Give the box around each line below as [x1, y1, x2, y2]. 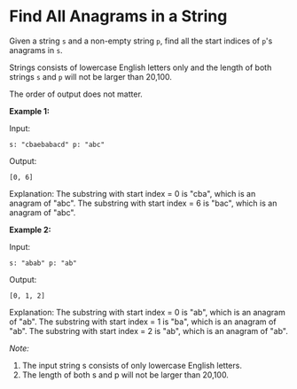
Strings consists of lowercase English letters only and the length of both [9, 62, 272, 73]
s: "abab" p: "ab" [9, 259, 77, 268]
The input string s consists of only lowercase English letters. [21, 360, 242, 370]
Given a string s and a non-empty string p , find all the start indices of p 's [9, 35, 273, 46]
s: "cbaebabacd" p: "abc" [9, 140, 105, 149]
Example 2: [9, 224, 51, 235]
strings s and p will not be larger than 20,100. [9, 71, 173, 82]
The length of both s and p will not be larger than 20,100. [21, 370, 229, 380]
